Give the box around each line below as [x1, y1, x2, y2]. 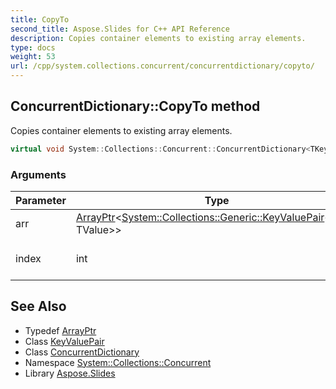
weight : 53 [10, 52, 56, 62]
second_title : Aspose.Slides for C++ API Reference [10, 24, 230, 34]
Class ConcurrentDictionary [24, 346, 140, 358]
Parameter [15, 193, 67, 207]
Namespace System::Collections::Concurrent [24, 356, 212, 368]
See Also [10, 298, 67, 315]
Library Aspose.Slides [24, 367, 116, 379]
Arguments [10, 167, 67, 181]
